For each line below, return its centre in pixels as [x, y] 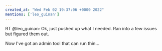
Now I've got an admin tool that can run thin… [52, 43]
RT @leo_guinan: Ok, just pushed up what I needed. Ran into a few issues [81, 28]
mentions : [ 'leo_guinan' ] [32, 14]
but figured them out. [27, 34]
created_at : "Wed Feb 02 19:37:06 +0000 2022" [55, 10]
